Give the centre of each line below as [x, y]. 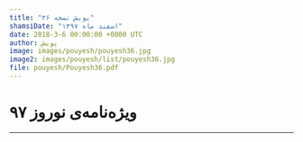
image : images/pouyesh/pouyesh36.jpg [80, 51]
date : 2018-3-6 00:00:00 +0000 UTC [76, 34]
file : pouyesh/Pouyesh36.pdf [64, 68]
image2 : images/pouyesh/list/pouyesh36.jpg [92, 59]
